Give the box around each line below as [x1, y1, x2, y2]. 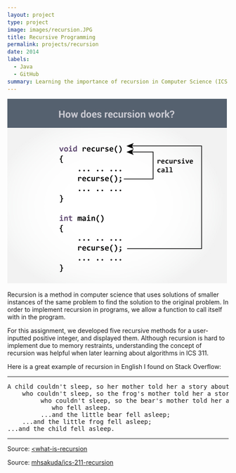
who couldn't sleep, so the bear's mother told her [40, 396, 223, 404]
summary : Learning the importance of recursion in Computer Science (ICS [7, 78, 228, 85]
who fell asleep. [51, 403, 112, 411]
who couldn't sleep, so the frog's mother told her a [22, 389, 211, 397]
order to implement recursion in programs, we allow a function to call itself [7, 305, 223, 313]
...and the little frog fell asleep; [22, 417, 152, 425]
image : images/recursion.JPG [7, 26, 93, 33]
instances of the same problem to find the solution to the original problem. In [7, 297, 229, 306]
